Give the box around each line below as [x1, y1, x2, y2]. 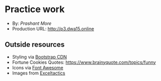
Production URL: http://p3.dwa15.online [12, 25, 94, 31]
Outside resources [5, 40, 65, 49]
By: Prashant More [12, 20, 52, 26]
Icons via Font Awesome [12, 64, 63, 70]
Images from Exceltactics [12, 70, 66, 76]
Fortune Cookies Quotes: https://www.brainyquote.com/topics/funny [12, 59, 156, 65]
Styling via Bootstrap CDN [12, 54, 67, 60]
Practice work [5, 4, 65, 15]
